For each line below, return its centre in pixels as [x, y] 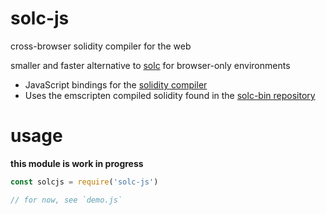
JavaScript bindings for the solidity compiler [116, 84]
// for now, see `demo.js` [66, 200]
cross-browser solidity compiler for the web [101, 46]
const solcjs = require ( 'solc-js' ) [84, 182]
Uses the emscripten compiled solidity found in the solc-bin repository [170, 95]
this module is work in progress [77, 163]
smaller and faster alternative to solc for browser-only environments [150, 65]
